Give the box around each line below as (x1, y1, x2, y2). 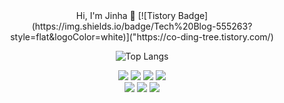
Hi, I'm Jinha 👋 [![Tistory (75, 10, 176, 21)
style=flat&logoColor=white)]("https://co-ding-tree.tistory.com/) (10, 31, 274, 43)
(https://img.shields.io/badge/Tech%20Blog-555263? (31, 20, 253, 32)
